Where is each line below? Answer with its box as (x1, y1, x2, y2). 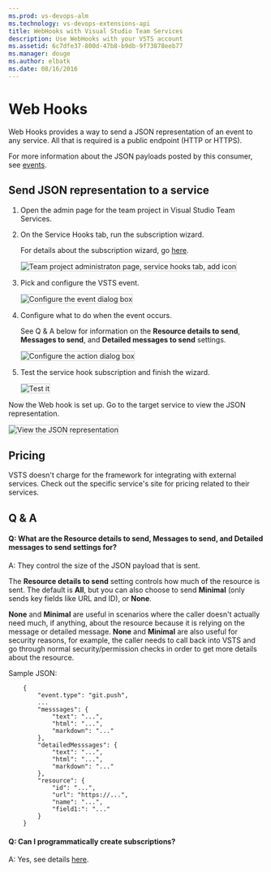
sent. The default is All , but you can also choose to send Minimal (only (8, 585, 245, 595)
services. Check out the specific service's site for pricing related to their (8, 479, 250, 489)
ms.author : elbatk (8, 58, 71, 66)
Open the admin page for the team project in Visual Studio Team (19, 205, 235, 215)
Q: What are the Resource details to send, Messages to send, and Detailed (8, 534, 264, 543)
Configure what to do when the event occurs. (19, 310, 172, 320)
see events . (8, 159, 47, 169)
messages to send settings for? (8, 543, 118, 552)
